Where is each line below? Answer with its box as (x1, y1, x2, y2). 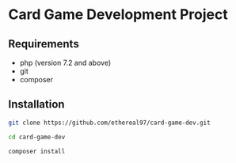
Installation (8, 97, 65, 112)
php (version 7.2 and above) (19, 58, 112, 67)
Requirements (8, 37, 79, 51)
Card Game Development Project (8, 6, 228, 24)
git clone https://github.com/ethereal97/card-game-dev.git (8, 119, 211, 127)
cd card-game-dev (8, 133, 66, 141)
